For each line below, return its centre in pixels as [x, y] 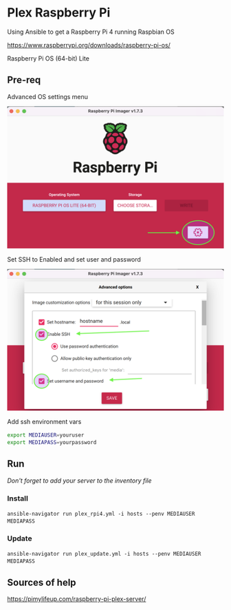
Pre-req [24, 80]
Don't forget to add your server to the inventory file [80, 481]
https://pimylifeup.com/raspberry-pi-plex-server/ [77, 599]
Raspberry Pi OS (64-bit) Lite [48, 58]
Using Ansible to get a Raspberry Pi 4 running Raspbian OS [91, 32]
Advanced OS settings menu [47, 96]
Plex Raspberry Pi [59, 13]
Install [18, 498]
